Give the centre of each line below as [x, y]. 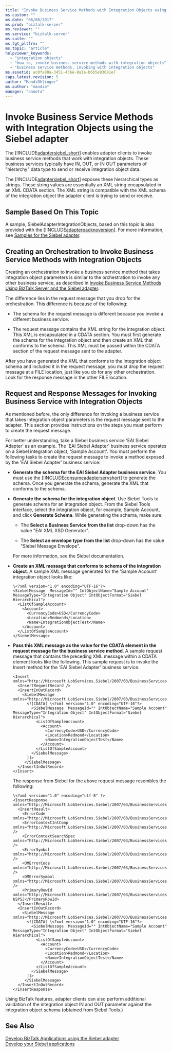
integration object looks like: [43, 576]
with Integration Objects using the [79, 128]
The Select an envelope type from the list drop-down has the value [92, 540]
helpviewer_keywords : [28, 53]
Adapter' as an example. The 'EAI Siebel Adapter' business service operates [86, 446]
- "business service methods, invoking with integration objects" [82, 67]
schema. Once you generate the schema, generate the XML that [81, 483]
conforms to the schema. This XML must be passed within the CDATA [86, 346]
